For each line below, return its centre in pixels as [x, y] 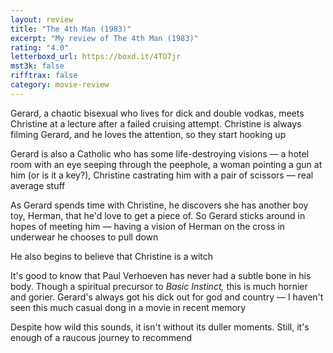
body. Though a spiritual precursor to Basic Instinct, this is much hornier [159, 286]
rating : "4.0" [40, 47]
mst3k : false [37, 66]
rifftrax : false [44, 76]
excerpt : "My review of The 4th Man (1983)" [104, 38]
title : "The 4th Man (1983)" [71, 29]
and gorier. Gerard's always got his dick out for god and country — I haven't [167, 297]
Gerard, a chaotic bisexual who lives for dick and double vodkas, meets [157, 113]
